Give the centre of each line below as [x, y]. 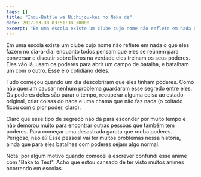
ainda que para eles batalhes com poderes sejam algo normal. [83, 144]
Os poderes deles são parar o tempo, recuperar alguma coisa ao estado [95, 95]
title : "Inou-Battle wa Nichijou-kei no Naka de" [69, 17]
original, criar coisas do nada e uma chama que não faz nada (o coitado [95, 101]
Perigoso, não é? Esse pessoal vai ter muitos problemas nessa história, [94, 138]
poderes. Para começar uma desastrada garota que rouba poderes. [89, 132]
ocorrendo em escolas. [35, 169]
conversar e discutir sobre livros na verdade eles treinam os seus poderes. [98, 58]
